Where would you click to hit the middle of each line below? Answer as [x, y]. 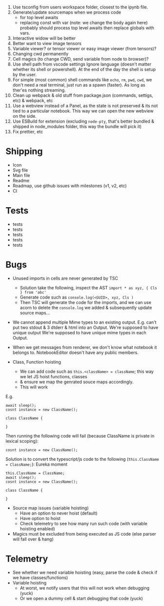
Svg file [20, 170]
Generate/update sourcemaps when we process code [67, 12]
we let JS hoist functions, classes [53, 376]
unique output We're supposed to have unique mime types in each [80, 332]
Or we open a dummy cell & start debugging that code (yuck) [81, 598]
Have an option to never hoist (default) [59, 513]
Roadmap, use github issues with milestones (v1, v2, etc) [70, 186]
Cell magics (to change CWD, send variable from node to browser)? [81, 59]
